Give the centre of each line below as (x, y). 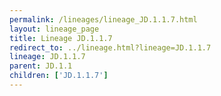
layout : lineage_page (54, 29)
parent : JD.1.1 (41, 66)
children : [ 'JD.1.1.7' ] (59, 76)
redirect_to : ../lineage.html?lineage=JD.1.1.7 (110, 47)
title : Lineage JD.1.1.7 (61, 38)
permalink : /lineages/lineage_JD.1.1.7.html (103, 19)
